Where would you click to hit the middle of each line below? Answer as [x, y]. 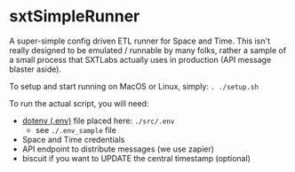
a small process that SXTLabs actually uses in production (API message [140, 59]
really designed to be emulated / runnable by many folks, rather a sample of [148, 50]
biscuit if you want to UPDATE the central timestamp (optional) [136, 158]
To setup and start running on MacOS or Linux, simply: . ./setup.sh [134, 86]
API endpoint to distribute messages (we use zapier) [118, 149]
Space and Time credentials [73, 139]
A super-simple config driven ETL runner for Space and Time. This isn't [140, 41]
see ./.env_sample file [76, 129]
